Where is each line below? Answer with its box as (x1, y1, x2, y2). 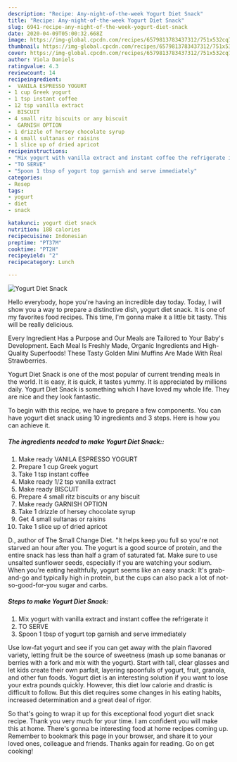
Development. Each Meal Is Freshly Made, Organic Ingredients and (8, 342, 201, 349)
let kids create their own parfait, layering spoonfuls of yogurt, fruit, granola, (8, 666, 226, 674)
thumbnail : (8, 43, 40, 50)
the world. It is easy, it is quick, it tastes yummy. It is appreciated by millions (8, 377, 227, 386)
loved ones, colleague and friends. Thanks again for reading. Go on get (8, 739, 214, 747)
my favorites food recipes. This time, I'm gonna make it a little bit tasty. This (8, 313, 227, 321)
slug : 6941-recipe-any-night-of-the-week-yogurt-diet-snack (8, 23, 188, 30)
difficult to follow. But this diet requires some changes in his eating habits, (8, 688, 222, 697)
